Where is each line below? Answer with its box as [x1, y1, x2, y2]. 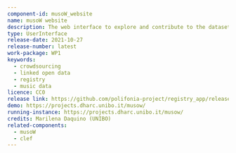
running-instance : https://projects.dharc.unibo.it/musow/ [7, 109, 184, 116]
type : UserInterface [7, 30, 68, 37]
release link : [7, 96, 49, 103]
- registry [13, 75, 46, 83]
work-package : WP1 [7, 50, 61, 57]
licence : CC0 [7, 89, 46, 96]
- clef [13, 135, 33, 142]
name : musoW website [7, 17, 68, 24]
